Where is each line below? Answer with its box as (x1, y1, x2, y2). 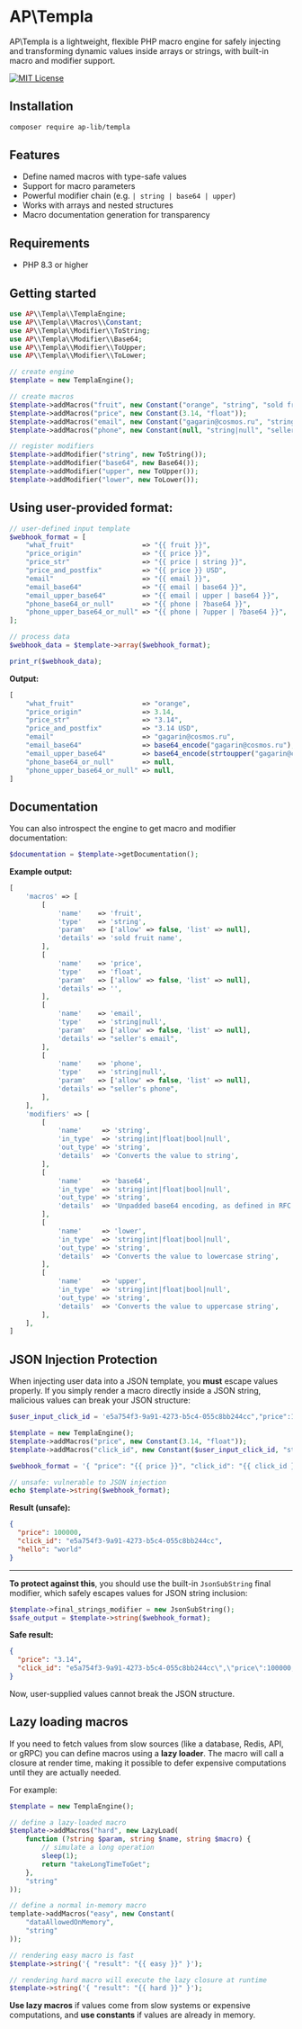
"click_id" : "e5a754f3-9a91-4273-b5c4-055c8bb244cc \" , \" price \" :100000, (17, 1664, 296, 1673)
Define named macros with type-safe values (22, 171, 187, 182)
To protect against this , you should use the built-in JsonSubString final (9, 1577, 271, 1589)
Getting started (9, 285, 97, 301)
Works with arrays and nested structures (22, 200, 173, 211)
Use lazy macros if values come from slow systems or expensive (9, 2000, 251, 2011)
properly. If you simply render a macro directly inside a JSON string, (9, 1386, 262, 1396)
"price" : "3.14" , (17, 1656, 83, 1665)
